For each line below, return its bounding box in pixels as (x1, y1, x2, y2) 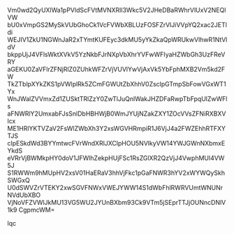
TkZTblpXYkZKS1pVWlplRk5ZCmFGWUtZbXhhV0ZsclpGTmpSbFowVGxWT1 (7, 80, 226, 88)
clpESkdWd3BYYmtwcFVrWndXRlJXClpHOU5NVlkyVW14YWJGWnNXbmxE (7, 139, 226, 147)
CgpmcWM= (18, 205, 55, 214)
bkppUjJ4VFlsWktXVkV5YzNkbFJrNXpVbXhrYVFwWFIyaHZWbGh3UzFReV (7, 50, 226, 58)
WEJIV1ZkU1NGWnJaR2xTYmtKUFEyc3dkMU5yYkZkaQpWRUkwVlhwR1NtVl (7, 36, 228, 44)
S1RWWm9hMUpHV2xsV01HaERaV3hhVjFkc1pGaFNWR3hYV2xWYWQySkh (7, 169, 226, 177)
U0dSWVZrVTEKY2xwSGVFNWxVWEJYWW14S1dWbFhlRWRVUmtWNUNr (7, 184, 224, 192)
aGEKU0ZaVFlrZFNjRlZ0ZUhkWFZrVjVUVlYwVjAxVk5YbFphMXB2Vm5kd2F (7, 65, 226, 73)
